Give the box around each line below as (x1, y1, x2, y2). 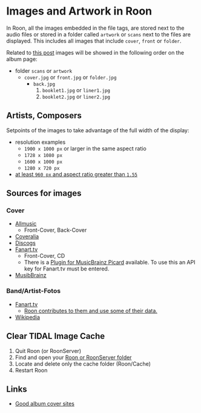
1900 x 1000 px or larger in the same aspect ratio (24, 144, 147, 152)
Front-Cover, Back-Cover (24, 226, 87, 234)
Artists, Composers (6, 110, 82, 121)
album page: (6, 55, 38, 62)
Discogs (15, 240, 36, 247)
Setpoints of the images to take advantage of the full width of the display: (6, 126, 189, 134)
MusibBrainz (15, 272, 47, 279)
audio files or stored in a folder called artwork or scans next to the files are (6, 30, 191, 38)
